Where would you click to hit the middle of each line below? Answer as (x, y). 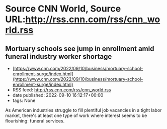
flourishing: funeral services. (35, 121)
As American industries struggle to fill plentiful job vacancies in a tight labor (83, 110)
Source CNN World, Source (63, 9)
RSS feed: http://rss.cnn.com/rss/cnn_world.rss (62, 90)
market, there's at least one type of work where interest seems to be (76, 115)
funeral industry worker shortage (59, 56)
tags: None (24, 100)
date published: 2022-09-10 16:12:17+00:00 (58, 95)
